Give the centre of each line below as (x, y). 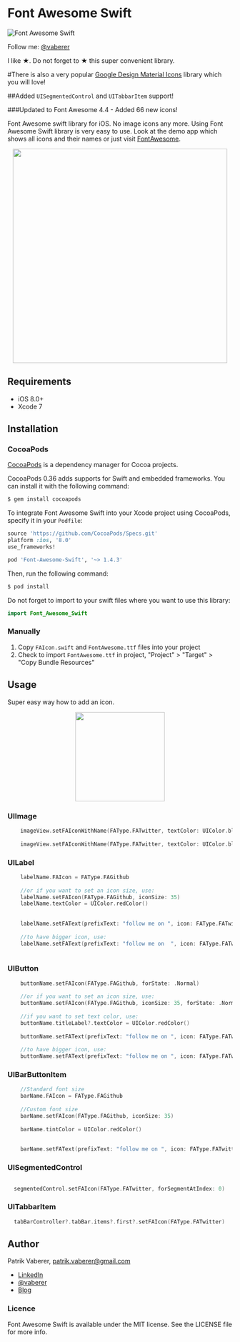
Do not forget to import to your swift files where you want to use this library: (119, 600)
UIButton (23, 968)
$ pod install (29, 586)
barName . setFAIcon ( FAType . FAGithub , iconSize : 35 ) (97, 1116)
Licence (21, 1308)
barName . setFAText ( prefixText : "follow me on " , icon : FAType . (116, 1149)
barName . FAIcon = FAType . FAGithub (71, 1096)
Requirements (39, 382)
